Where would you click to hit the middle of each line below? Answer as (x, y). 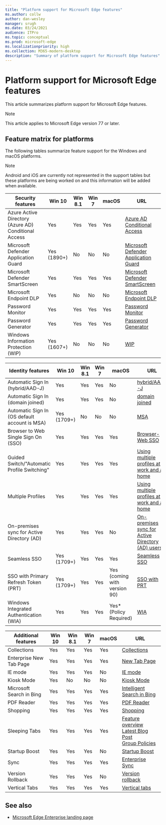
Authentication (25, 615)
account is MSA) (27, 423)
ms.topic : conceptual (27, 38)
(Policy (118, 612)
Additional (26, 636)
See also (19, 805)
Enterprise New (25, 658)
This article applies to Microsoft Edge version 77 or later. (62, 124)
